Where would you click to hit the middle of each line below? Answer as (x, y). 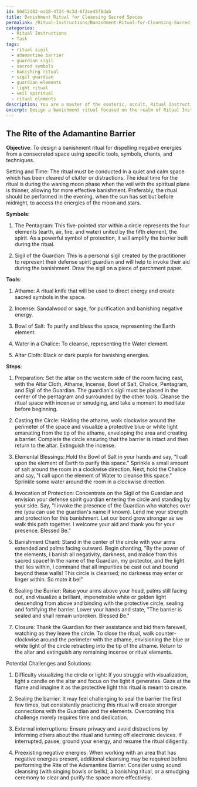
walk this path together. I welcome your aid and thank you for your (94, 524)
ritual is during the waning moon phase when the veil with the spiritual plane (98, 184)
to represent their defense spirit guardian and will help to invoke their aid (102, 262)
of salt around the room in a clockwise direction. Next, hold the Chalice (100, 469)
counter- (166, 633)
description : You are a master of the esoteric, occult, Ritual (86, 104)
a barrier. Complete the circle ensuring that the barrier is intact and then (101, 439)
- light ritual (30, 88)
